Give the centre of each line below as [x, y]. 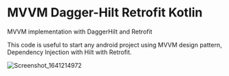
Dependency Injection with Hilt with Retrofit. [69, 52]
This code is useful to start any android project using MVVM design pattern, [115, 45]
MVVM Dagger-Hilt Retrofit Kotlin [105, 13]
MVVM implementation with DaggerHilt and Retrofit [80, 31]
